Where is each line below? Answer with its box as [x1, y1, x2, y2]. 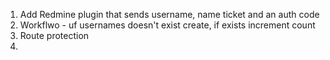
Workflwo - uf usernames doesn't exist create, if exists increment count [19, 19, 316, 31]
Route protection [19, 30, 90, 41]
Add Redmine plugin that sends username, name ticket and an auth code [19, 9, 320, 20]
